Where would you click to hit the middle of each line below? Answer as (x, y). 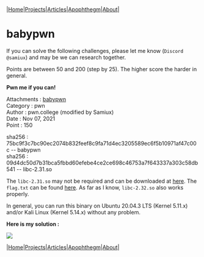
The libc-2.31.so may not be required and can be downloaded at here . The (102, 181)
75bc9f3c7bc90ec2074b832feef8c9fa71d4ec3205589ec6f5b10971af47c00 (101, 143)
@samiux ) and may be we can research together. (66, 57)
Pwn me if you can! (31, 87)
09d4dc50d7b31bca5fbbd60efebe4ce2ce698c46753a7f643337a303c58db (102, 163)
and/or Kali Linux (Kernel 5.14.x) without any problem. (73, 212)
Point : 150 (20, 125)
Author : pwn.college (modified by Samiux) (60, 112)
